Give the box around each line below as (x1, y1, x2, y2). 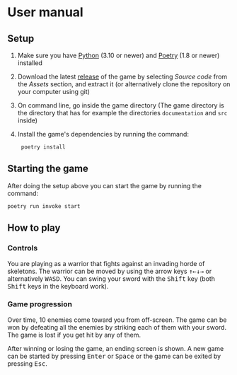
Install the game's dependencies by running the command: (17, 130, 190, 138)
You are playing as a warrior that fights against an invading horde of (7, 259, 205, 267)
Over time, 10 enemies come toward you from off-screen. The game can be (7, 316, 227, 324)
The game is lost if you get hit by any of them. (7, 330, 141, 339)
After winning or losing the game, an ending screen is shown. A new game (7, 344, 224, 352)
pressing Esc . (7, 359, 48, 368)
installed (17, 59, 42, 67)
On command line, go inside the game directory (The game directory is (17, 101, 224, 110)
